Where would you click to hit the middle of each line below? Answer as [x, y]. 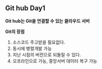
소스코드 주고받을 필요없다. [39, 42]
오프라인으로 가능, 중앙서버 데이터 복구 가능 [55, 61]
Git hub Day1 [25, 8]
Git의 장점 [15, 31]
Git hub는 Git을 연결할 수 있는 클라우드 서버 [47, 21]
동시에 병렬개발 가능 [32, 48]
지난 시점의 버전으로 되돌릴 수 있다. [47, 54]
